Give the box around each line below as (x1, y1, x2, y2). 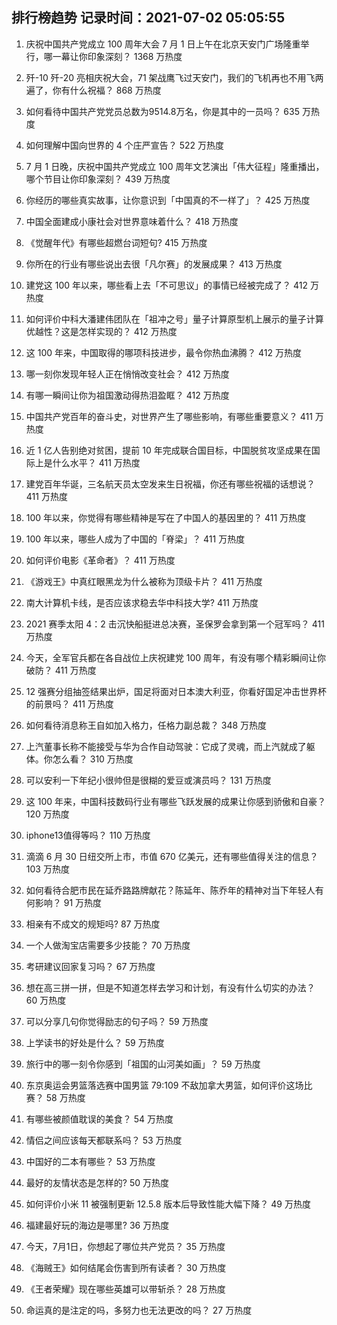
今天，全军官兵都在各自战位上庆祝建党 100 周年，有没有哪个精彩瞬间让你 (25, 651, 327, 663)
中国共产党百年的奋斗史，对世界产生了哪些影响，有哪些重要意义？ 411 (25, 410, 313, 422)
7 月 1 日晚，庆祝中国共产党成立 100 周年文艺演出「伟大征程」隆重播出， (25, 160, 325, 172)
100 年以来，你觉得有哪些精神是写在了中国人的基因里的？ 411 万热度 (25, 511, 307, 523)
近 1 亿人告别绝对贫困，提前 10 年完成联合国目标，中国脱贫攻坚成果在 (25, 444, 312, 456)
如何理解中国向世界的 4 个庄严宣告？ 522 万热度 (25, 139, 224, 151)
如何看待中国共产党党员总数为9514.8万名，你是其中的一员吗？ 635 (25, 105, 301, 117)
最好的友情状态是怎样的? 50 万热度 (25, 1176, 169, 1188)
